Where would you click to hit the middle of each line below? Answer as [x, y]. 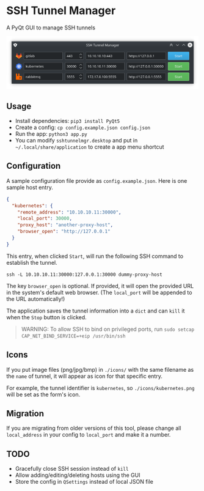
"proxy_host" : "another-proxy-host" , [65, 225]
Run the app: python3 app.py [51, 134]
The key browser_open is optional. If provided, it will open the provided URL [100, 286]
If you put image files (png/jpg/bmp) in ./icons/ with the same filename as [100, 369]
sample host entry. [30, 187]
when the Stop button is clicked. [46, 317]
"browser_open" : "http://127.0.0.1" [64, 232]
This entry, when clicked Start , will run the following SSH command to [95, 256]
